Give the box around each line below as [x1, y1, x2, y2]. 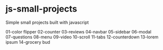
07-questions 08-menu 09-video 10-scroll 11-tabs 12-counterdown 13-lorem [5, 34, 159, 40]
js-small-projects [5, 3, 78, 15]
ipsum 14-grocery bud [5, 39, 50, 45]
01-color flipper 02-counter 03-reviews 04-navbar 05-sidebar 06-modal [5, 29, 152, 34]
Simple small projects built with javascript [5, 19, 89, 25]
